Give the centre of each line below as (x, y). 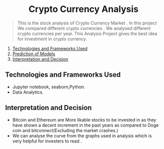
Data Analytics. (28, 92)
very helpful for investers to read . (47, 141)
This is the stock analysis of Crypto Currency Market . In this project (87, 23)
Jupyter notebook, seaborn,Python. (49, 87)
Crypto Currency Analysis (83, 9)
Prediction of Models (34, 54)
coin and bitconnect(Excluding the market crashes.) (65, 130)
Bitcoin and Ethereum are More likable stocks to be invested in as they (84, 120)
